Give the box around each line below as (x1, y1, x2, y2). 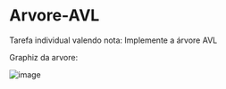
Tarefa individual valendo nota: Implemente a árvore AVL (9, 35, 218, 45)
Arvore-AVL (9, 5, 100, 26)
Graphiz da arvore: (9, 52, 79, 62)
